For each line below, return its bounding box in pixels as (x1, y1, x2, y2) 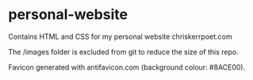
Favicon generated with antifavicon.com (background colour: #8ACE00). (8, 62, 246, 72)
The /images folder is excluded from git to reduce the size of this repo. (8, 47, 240, 56)
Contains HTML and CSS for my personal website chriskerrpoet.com (8, 32, 232, 41)
